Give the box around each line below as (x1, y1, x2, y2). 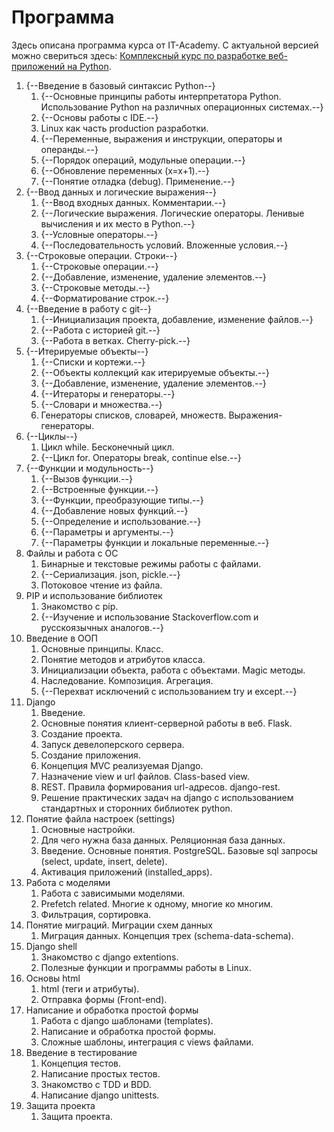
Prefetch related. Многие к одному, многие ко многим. (40, 897, 274, 910)
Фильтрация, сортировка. (40, 908, 152, 920)
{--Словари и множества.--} (40, 398, 163, 410)
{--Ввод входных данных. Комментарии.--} (40, 196, 227, 208)
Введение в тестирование (25, 1046, 138, 1058)
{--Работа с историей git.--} (40, 324, 161, 336)
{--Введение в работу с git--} (25, 302, 152, 315)
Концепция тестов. (40, 1057, 122, 1069)
